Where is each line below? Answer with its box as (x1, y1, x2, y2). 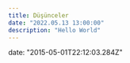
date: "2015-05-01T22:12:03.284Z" (8, 48, 123, 57)
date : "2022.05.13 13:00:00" (8, 19, 105, 27)
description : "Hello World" (8, 26, 101, 34)
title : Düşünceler (8, 11, 69, 20)
